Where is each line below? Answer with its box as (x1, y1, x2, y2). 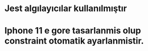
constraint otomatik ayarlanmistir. (4, 35, 144, 47)
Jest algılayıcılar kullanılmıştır (4, 3, 127, 14)
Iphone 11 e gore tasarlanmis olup (4, 25, 141, 36)
